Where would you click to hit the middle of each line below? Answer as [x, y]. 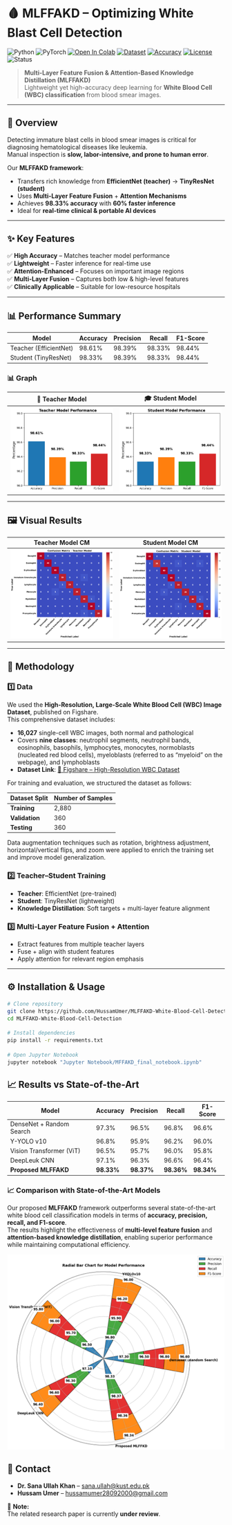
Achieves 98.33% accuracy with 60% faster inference [96, 203]
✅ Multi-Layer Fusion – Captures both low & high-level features [98, 279]
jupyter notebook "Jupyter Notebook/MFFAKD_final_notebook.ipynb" [105, 1062]
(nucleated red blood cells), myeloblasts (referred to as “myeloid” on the [120, 755]
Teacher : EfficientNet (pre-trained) [67, 894]
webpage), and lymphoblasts [58, 762]
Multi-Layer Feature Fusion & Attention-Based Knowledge [109, 73]
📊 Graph [22, 378]
